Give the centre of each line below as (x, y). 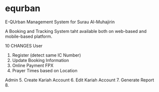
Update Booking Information (40, 60)
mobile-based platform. (29, 36)
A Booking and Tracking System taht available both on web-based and (76, 31)
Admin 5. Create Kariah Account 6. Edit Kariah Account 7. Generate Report (80, 80)
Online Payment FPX (33, 65)
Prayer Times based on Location (45, 70)
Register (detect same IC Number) (47, 55)
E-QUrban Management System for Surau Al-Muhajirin (60, 22)
